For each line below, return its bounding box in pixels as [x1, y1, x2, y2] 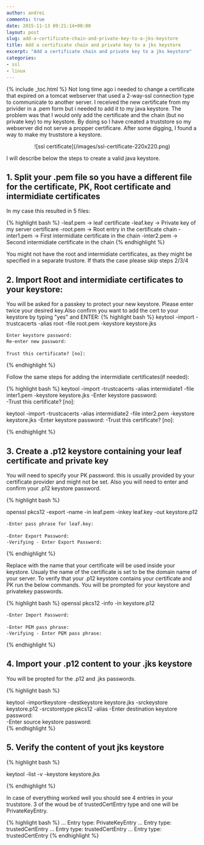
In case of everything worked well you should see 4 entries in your [6, 794, 174, 801]
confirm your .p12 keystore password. [6, 484, 101, 491]
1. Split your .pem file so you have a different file [6, 172, 192, 183]
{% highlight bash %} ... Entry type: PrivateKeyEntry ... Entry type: [6, 819, 172, 826]
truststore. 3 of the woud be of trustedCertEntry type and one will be [6, 800, 178, 808]
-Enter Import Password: [6, 612, 69, 618]
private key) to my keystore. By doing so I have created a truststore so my [6, 118, 192, 125]
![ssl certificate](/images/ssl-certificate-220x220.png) [34, 142, 171, 150]
